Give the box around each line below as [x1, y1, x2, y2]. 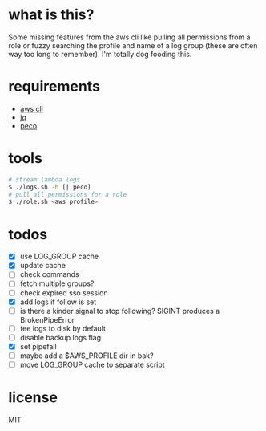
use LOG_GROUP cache [19, 251, 99, 262]
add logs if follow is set [19, 297, 97, 307]
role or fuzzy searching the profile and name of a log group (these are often [8, 40, 258, 50]
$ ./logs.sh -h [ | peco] [8, 183, 91, 191]
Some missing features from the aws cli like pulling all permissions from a [8, 32, 251, 42]
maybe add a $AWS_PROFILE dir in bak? [19, 351, 154, 360]
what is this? [8, 6, 95, 24]
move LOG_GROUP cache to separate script [19, 360, 166, 369]
